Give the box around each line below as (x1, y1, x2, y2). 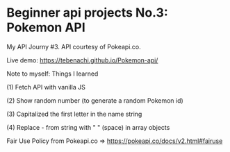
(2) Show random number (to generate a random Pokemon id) (6, 96, 183, 105)
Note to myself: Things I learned (6, 69, 99, 78)
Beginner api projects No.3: (6, 5, 168, 21)
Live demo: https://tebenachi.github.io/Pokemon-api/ (6, 56, 158, 64)
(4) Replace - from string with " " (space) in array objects (6, 123, 170, 131)
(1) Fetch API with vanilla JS (6, 83, 86, 91)
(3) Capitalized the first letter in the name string (6, 110, 142, 118)
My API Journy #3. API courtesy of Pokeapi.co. (6, 42, 141, 51)
